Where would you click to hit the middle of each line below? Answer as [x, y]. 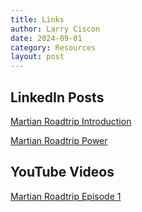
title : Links [37, 19]
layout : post [37, 57]
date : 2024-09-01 [46, 38]
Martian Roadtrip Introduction [71, 121]
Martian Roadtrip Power [59, 140]
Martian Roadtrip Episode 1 [66, 196]
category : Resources [53, 47]
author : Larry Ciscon [55, 29]
